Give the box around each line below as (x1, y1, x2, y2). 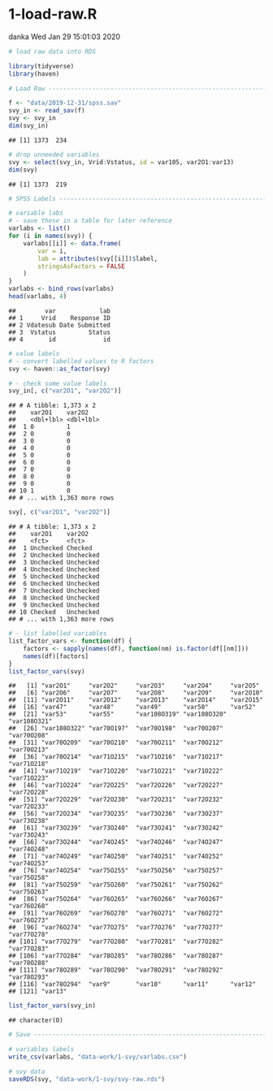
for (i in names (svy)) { (8, 232, 93, 240)
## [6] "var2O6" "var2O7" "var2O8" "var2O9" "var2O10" (8, 689, 264, 697)
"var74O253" (8, 859, 49, 868)
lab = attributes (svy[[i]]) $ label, (37, 254, 158, 262)
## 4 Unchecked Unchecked (8, 565, 100, 574)
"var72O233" (8, 803, 49, 811)
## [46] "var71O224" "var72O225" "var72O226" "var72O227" (8, 781, 223, 790)
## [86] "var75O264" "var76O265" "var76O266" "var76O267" (8, 895, 223, 903)
